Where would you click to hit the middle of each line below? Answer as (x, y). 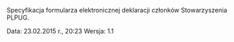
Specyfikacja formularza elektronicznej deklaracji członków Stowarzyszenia (117, 10)
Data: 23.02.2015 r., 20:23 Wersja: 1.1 (60, 31)
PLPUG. (18, 17)
